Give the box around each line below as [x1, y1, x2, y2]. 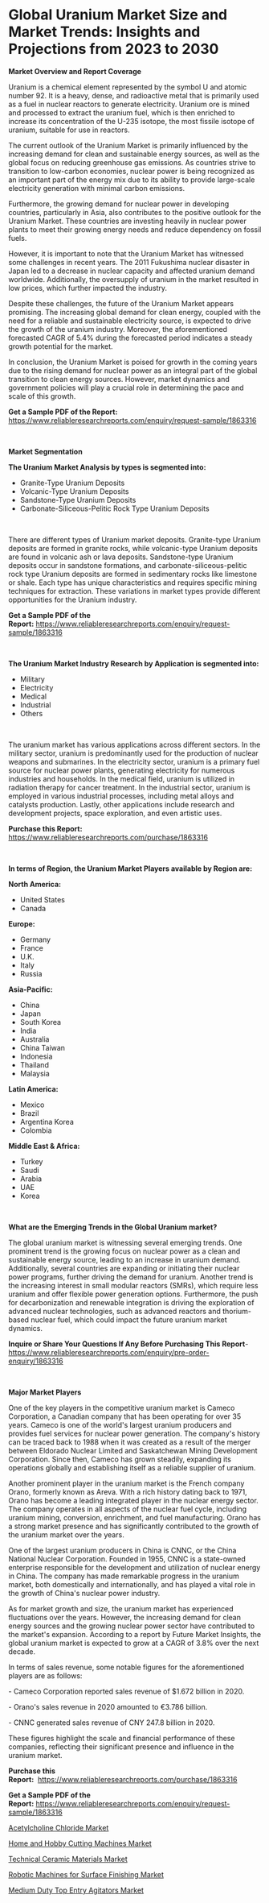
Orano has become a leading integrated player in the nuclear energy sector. [8, 1495, 259, 1505]
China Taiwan [19, 1043, 66, 1052]
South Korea [19, 1017, 62, 1026]
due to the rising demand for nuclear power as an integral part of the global [8, 365, 258, 375]
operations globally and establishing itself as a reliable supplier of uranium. [8, 1462, 256, 1472]
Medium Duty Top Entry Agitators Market [8, 1885, 145, 1895]
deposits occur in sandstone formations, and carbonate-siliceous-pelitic [8, 560, 247, 570]
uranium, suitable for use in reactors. [8, 125, 130, 135]
